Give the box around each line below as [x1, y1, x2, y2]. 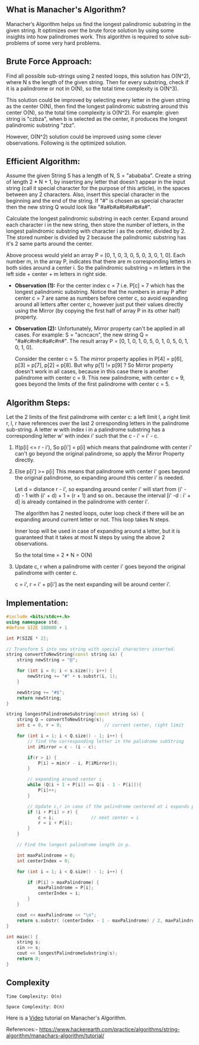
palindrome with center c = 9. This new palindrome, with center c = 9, [14, 374, 185, 382]
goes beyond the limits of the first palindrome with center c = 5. [14, 380, 170, 387]
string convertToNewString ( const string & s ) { [6, 652, 123, 658]
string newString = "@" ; [17, 657, 78, 663]
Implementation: [6, 598, 69, 608]
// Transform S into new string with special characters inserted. [6, 646, 176, 652]
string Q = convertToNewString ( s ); [17, 717, 105, 723]
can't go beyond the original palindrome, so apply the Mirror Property [14, 450, 185, 457]
